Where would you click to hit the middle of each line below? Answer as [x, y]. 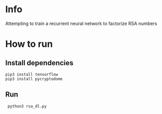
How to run [29, 44]
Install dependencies [39, 63]
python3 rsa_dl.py [27, 106]
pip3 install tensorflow [32, 74]
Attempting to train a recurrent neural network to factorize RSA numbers [81, 23]
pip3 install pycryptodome [34, 79]
